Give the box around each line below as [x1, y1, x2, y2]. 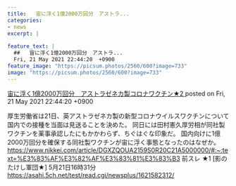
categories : [7, 17, 42, 24]
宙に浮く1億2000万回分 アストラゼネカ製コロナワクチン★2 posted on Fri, [7, 89, 225, 98]
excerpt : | [7, 29, 39, 37]
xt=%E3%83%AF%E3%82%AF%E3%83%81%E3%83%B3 [7, 154, 181, 162]
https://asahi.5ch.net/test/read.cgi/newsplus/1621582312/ [7, 171, 175, 179]
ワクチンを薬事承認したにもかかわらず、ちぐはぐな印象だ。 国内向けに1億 [7, 129, 221, 138]
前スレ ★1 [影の [182, 154, 228, 162]
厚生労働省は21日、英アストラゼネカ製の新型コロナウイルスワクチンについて [7, 112, 230, 120]
